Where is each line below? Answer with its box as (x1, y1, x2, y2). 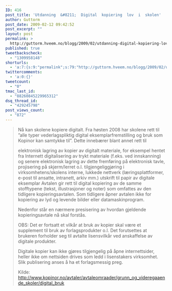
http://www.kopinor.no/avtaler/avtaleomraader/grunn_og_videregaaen (17, 274, 165, 280)
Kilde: (17, 269, 30, 275)
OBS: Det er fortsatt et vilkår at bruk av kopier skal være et (17, 222, 141, 228)
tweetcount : (5, 79, 31, 84)
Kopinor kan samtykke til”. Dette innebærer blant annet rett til (17, 137, 147, 144)
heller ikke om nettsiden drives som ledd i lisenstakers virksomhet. (17, 254, 159, 260)
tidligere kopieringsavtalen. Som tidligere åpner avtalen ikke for (17, 191, 152, 197)
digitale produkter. (17, 238, 57, 244)
